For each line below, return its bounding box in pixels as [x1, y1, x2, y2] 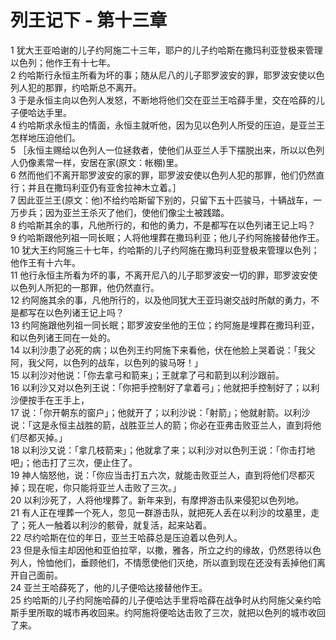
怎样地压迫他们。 [10, 131, 81, 143]
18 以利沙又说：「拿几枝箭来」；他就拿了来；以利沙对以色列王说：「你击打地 [10, 444, 316, 456]
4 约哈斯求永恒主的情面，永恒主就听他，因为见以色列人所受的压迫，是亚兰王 [10, 119, 325, 131]
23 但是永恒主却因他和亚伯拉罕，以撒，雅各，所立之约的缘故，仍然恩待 [10, 544, 305, 556]
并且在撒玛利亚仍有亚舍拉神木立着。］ [27, 181, 182, 193]
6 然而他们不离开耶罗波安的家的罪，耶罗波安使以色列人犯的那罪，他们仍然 [10, 169, 317, 181]
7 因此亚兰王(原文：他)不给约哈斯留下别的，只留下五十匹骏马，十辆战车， [10, 194, 314, 206]
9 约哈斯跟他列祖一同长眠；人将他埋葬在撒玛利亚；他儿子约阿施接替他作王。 [10, 231, 325, 243]
